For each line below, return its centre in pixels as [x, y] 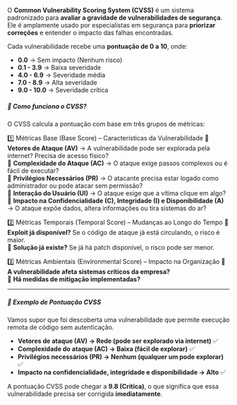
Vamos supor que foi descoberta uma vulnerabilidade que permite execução [119, 320]
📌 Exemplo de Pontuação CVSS [54, 302]
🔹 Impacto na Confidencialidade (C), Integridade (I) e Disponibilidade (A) [116, 200]
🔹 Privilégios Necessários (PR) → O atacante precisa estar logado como [113, 178]
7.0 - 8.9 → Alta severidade [57, 83]
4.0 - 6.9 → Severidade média [61, 75]
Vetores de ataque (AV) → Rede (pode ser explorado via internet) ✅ [118, 341]
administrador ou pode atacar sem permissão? [75, 186]
